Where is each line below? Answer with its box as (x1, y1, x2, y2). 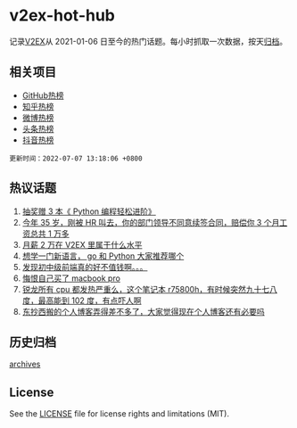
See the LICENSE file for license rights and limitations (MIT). (9, 408, 230, 419)
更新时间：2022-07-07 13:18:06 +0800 (9, 153, 143, 163)
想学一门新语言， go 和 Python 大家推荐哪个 (21, 251, 185, 261)
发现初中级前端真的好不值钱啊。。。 (21, 261, 148, 272)
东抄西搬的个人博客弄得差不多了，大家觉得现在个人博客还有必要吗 (21, 306, 265, 317)
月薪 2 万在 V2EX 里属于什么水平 (21, 239, 143, 250)
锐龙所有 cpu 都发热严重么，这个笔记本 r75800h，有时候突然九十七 (21, 284, 270, 294)
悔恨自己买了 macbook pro (21, 273, 120, 284)
